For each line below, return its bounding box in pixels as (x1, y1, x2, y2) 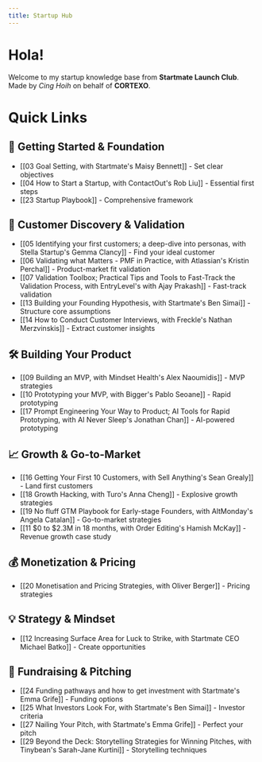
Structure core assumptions (19, 307, 111, 317)
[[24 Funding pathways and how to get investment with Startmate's (19, 686, 241, 696)
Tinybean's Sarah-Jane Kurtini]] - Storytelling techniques (19, 745, 207, 755)
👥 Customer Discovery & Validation (8, 218, 185, 231)
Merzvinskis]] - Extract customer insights (19, 324, 156, 333)
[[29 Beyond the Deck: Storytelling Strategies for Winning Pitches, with (19, 737, 252, 746)
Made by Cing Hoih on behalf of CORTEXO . (8, 80, 151, 90)
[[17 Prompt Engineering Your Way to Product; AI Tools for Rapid (19, 406, 230, 416)
